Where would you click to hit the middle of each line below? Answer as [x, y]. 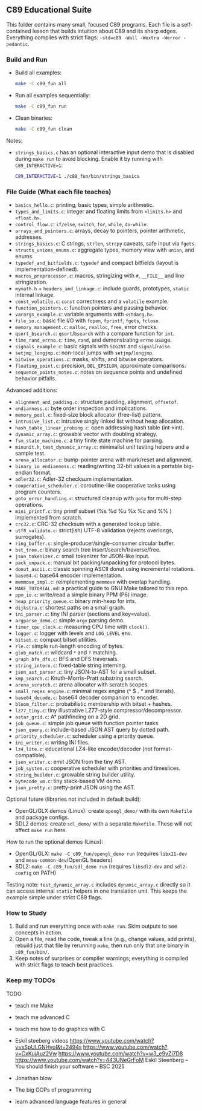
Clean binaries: [34, 118]
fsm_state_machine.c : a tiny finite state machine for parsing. [89, 440]
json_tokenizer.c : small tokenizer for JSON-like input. [82, 556]
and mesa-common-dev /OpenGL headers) [64, 860]
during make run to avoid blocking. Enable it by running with [89, 158]
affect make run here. [41, 830]
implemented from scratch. [49, 517]
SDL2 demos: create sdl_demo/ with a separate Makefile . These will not [103, 823]
